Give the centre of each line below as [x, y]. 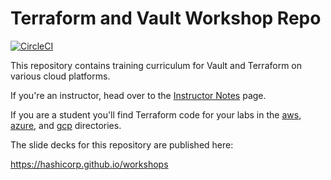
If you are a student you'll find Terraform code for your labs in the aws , [156, 114]
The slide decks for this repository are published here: [122, 144]
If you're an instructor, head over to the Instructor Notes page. [138, 95]
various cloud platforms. [60, 76]
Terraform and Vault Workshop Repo [166, 18]
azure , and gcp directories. [66, 125]
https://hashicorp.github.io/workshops [89, 164]
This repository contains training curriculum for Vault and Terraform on [156, 65]
